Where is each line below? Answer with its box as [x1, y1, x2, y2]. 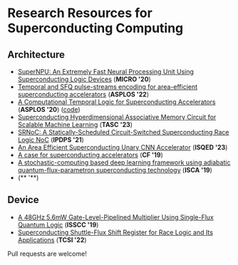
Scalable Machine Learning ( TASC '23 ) [17, 120, 133, 129]
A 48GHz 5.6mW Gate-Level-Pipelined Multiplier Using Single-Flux [17, 212, 214, 222]
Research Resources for [7, 5, 153, 21]
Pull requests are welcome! [7, 249, 87, 258]
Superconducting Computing [7, 20, 184, 36]
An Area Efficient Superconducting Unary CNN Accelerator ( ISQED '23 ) [17, 143, 228, 151]
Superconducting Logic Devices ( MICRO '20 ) [17, 75, 151, 83]
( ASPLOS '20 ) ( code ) [17, 105, 81, 113]
